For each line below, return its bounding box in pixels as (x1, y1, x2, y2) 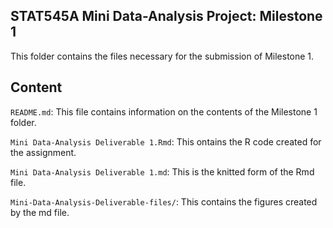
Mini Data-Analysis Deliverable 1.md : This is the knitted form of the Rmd (10, 165, 315, 178)
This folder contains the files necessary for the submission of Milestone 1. (10, 50, 315, 62)
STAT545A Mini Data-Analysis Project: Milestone (10, 8, 323, 25)
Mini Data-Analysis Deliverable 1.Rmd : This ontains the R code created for (10, 135, 322, 148)
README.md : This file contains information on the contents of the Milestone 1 (10, 105, 318, 118)
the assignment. (10, 146, 77, 158)
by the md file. (10, 206, 70, 218)
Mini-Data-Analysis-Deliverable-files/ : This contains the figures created (10, 195, 318, 208)
